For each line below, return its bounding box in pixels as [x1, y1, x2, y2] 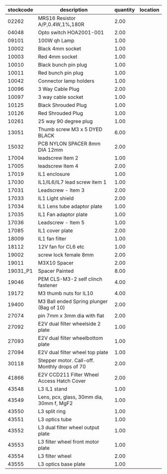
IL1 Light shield [38, 195, 74, 202]
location [140, 6, 160, 13]
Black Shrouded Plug [38, 102, 87, 108]
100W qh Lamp [38, 37, 75, 44]
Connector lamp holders [38, 78, 94, 84]
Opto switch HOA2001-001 [38, 29, 104, 36]
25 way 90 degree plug [38, 118, 93, 125]
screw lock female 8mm [38, 251, 94, 258]
